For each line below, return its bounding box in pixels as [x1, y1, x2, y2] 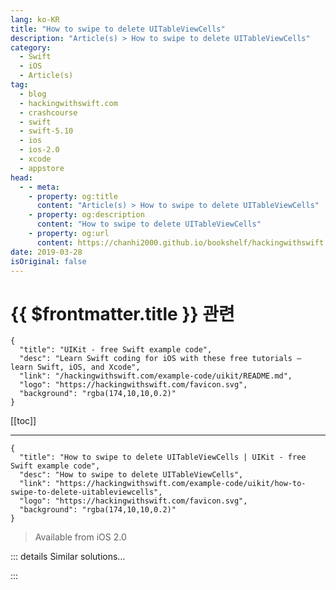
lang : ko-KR [10, 14, 60, 25]
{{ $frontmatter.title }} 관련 [10, 302, 235, 325]
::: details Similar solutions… [10, 551, 126, 563]
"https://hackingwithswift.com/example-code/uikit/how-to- [54, 479, 307, 489]
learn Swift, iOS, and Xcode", [10, 362, 141, 373]
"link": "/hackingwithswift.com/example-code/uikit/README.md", [19, 371, 293, 381]
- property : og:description [28, 210, 145, 220]
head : [10, 172, 33, 183]
